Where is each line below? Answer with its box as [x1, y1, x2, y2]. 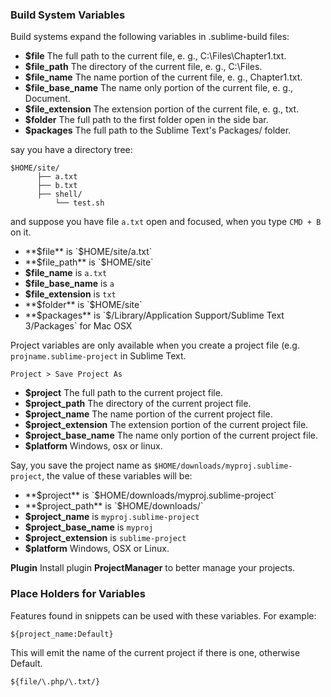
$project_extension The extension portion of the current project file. [24, 419, 309, 431]
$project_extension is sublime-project [24, 532, 187, 544]
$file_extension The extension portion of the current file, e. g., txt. [24, 103, 300, 115]
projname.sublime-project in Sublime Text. [10, 350, 187, 362]
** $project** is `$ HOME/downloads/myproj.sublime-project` [24, 489, 277, 502]
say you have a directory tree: [10, 144, 133, 156]
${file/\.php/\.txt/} [10, 676, 101, 687]
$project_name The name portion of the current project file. [24, 408, 273, 420]
